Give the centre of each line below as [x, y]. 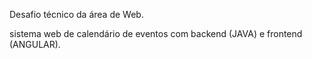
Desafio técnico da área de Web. [76, 14]
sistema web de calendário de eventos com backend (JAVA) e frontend [156, 33]
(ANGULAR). [35, 44]
